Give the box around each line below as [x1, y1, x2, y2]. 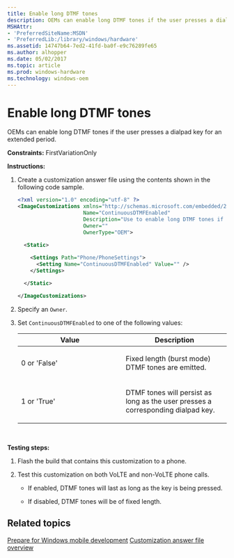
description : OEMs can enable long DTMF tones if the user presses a [7, 17, 214, 24]
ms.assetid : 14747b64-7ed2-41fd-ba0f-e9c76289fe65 [7, 42, 157, 49]
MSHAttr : [7, 23, 33, 30]
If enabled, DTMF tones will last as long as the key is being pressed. [27, 484, 223, 492]
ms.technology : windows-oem [7, 74, 89, 82]
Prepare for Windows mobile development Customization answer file [7, 536, 204, 544]
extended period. [7, 135, 57, 143]
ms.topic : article [7, 62, 61, 69]
